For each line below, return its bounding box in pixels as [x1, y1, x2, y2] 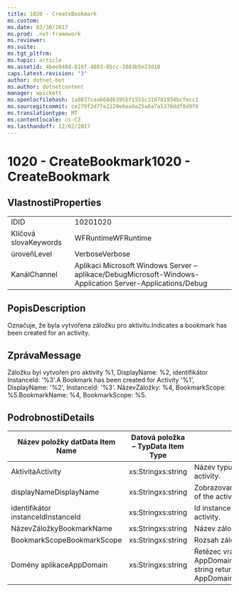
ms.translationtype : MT [7, 109, 78, 117]
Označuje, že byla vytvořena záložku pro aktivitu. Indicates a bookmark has [7, 321, 228, 330]
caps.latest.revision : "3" [7, 70, 87, 77]
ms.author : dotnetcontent [7, 83, 84, 90]
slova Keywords [11, 237, 63, 247]
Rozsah [194, 534, 219, 544]
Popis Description [7, 302, 86, 314]
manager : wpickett [7, 90, 62, 97]
